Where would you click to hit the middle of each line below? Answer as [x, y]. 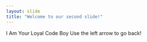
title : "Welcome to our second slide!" [55, 17]
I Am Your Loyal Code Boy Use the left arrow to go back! [74, 33]
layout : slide [23, 11]
